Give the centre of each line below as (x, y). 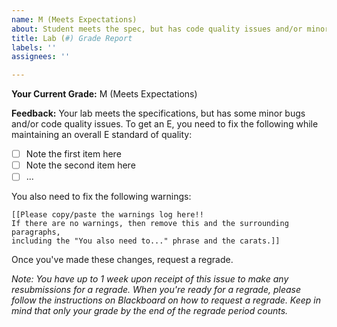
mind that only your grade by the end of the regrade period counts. (150, 311)
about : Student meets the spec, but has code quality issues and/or (157, 29)
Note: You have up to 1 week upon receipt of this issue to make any (150, 279)
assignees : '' (41, 57)
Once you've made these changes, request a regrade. (122, 260)
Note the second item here (80, 165)
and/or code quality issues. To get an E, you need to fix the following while (165, 124)
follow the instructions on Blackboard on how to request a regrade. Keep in (166, 300)
